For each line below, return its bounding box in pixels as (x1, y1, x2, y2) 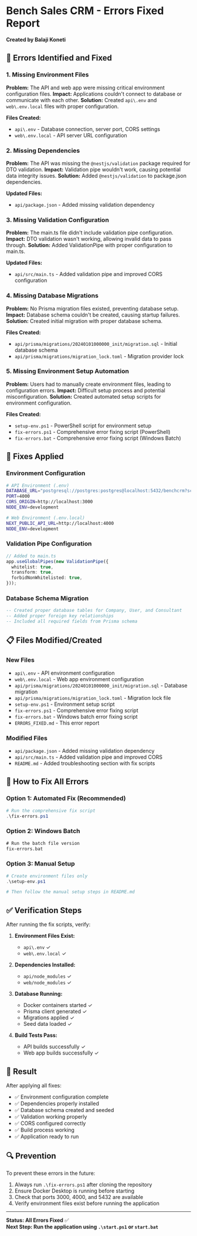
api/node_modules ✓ (23, 973, 72, 980)
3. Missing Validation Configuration (6, 215, 110, 224)
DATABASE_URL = (6, 488, 41, 494)
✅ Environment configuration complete (14, 1093, 109, 1100)
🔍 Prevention (6, 1151, 57, 1161)
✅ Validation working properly (14, 1113, 87, 1120)
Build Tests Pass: (14, 1032, 57, 1039)
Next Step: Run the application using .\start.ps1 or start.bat (6, 1223, 159, 1230)
